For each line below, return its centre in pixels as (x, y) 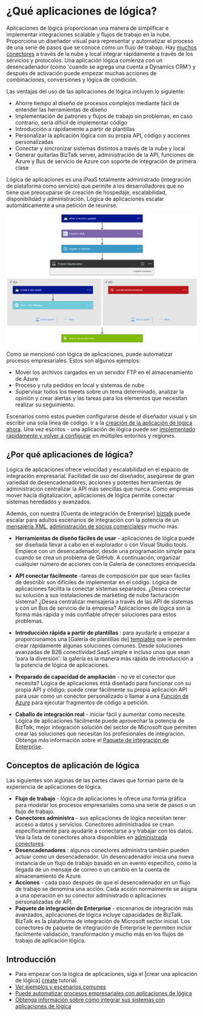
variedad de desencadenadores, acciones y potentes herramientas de (94, 482)
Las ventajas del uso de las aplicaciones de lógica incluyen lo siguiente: (96, 91)
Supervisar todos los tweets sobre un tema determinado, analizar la (99, 391)
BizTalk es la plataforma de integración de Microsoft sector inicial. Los (102, 921)
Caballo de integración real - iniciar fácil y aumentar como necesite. (101, 714)
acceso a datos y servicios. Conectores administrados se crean (94, 824)
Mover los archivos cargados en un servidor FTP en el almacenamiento (104, 372)
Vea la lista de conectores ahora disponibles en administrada (91, 837)
